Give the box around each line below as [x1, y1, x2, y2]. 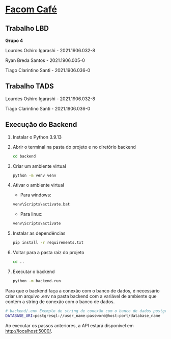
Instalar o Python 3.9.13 [12, 134, 62, 140]
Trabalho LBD [5, 24, 49, 33]
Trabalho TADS [5, 82, 54, 91]
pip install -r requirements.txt [12, 240, 84, 245]
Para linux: [20, 211, 43, 217]
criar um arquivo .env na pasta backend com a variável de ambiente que [5, 293, 157, 299]
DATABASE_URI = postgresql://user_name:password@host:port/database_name [5, 313, 160, 318]
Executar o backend [12, 268, 55, 275]
